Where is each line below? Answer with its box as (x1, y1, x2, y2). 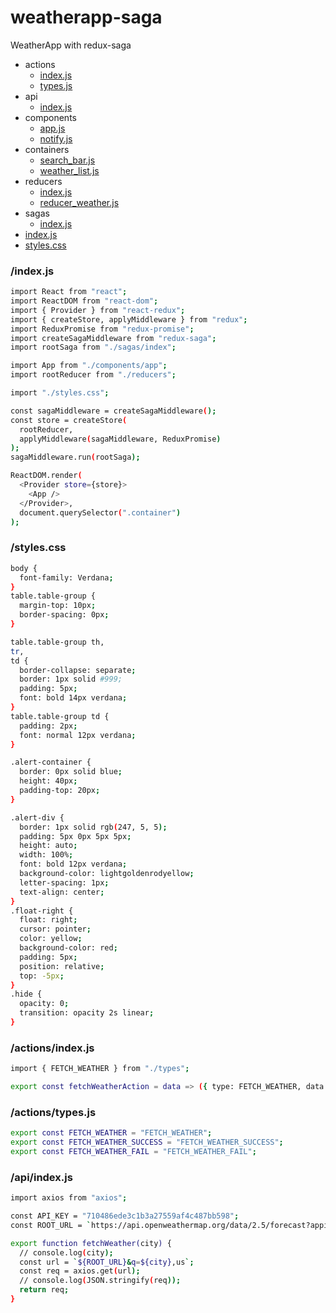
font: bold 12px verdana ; (19, 859, 128, 870)
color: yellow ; (19, 934, 83, 944)
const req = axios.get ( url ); (19, 1266, 141, 1276)
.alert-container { (10, 757, 92, 768)
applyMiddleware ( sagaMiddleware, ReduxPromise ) (19, 434, 222, 444)
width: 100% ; (19, 850, 74, 860)
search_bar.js (39, 154, 96, 166)
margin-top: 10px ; (19, 601, 97, 611)
